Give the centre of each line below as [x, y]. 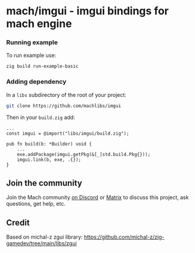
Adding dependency [36, 82]
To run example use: [31, 56]
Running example [32, 42]
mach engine [39, 24]
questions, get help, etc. [36, 204]
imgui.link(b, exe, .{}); [49, 160]
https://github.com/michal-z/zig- [124, 237]
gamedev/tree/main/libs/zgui [41, 243]
